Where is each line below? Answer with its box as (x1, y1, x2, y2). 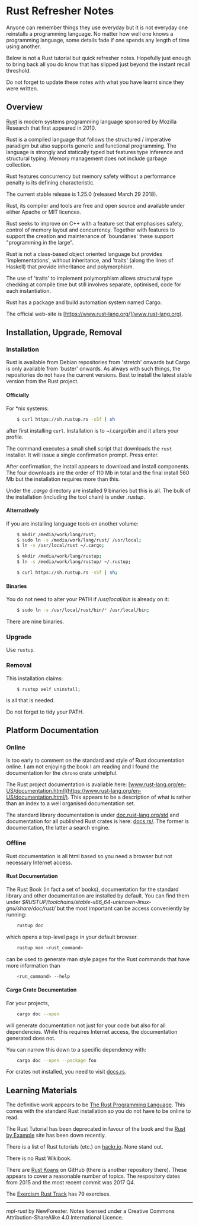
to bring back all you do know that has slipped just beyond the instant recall (6, 61, 191, 68)
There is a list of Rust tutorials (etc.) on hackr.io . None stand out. (6, 1143, 164, 1150)
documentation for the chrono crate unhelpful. (6, 770, 118, 777)
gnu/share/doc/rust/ (6, 905, 56, 912)
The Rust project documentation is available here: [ (6, 781, 131, 788)
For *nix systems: (6, 405, 49, 412)
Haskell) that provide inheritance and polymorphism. (6, 263, 134, 270)
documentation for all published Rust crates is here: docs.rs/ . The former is (6, 818, 190, 825)
